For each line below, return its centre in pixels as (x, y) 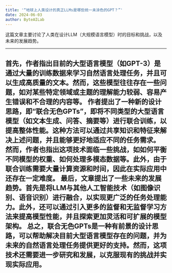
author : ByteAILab (25, 19)
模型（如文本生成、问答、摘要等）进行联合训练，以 (86, 121)
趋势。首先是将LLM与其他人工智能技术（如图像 (80, 188)
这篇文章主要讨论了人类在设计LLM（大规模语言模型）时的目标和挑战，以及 (84, 35)
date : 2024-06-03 (24, 15)
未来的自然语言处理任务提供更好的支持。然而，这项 (86, 245)
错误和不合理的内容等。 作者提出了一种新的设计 (87, 102)
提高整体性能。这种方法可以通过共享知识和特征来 (83, 130)
